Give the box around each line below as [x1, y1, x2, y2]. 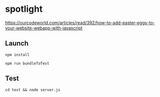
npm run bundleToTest [5, 61, 50, 66]
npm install [5, 52, 30, 57]
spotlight [5, 3, 43, 15]
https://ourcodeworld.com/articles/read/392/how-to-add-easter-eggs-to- [5, 20, 155, 26]
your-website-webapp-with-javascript [5, 25, 83, 31]
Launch [5, 39, 29, 48]
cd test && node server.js [5, 87, 61, 92]
